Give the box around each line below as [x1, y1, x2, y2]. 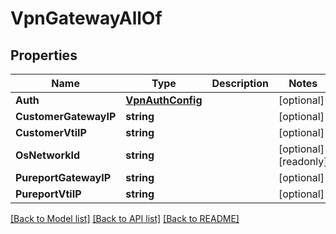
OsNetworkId [15, 148, 81, 162]
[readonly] [278, 155, 328, 168]
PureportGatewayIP [15, 171, 111, 184]
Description [211, 77, 269, 90]
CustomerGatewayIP [15, 110, 117, 123]
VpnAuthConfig [125, 93, 203, 107]
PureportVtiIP [15, 187, 82, 201]
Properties [10, 47, 78, 64]
